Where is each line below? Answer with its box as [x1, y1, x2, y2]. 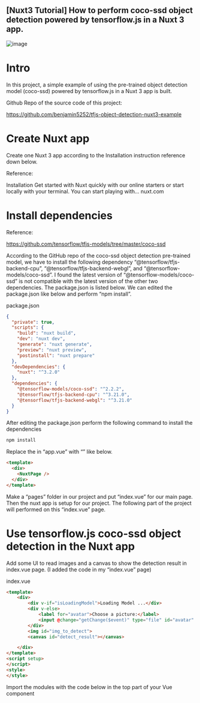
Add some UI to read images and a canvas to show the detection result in [6, 559, 187, 567]
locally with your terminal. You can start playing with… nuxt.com [6, 187, 165, 195]
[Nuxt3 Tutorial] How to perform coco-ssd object [6, 5, 193, 16]
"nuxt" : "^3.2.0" [17, 370, 60, 376]
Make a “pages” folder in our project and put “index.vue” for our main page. [6, 493, 193, 500]
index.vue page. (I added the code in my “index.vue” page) [6, 565, 151, 573]
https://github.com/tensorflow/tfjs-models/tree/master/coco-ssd [6, 240, 166, 248]
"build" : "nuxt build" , [17, 330, 77, 336]
